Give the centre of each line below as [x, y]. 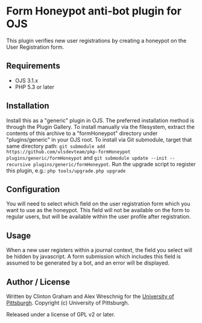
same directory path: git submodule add [56, 146]
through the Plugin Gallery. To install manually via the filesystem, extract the [100, 127]
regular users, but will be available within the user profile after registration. [99, 217]
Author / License [38, 282]
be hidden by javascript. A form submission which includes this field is [93, 257]
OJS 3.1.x [26, 80]
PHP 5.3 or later [34, 87]
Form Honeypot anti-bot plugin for [94, 11]
